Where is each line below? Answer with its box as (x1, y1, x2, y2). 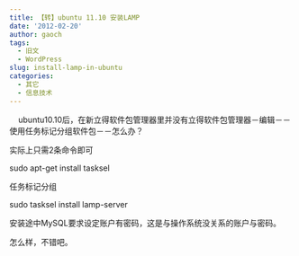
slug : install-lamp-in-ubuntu (9, 64, 123, 73)
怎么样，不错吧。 (9, 236, 73, 247)
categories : (9, 72, 54, 81)
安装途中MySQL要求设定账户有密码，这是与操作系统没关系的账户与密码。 (9, 217, 282, 228)
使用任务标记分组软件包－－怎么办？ (9, 125, 144, 136)
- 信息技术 (17, 88, 53, 97)
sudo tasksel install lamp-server (9, 199, 128, 209)
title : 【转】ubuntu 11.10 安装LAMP (9, 13, 140, 22)
